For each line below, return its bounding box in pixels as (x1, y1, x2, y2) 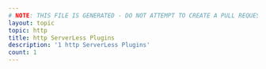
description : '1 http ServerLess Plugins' (8, 41, 150, 49)
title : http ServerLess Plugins (8, 33, 115, 42)
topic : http (8, 26, 47, 34)
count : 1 (8, 48, 37, 56)
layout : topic (8, 19, 55, 27)
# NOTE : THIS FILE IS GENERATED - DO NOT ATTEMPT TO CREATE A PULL (8, 11, 236, 20)
